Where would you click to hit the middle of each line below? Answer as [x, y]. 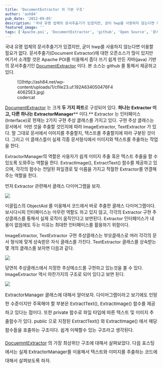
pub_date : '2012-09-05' [29, 18]
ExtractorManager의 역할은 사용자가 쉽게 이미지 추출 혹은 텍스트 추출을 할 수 [81, 157]
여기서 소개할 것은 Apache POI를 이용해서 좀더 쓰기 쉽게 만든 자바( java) [76, 60]
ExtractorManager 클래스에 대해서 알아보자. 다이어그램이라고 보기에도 [76, 295]
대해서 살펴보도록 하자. [28, 360]
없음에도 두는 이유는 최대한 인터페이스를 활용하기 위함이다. [72, 225]
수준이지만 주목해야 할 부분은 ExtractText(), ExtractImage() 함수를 [78, 304]
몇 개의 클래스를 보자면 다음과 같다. [40, 248]
